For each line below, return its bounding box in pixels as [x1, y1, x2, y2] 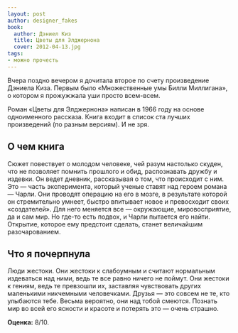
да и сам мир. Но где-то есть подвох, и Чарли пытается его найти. [7, 212, 211, 221]
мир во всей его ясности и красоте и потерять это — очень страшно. [7, 305, 219, 313]
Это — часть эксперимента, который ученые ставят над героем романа [7, 182, 227, 190]
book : [7, 23, 23, 31]
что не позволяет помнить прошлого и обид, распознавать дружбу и [7, 167, 218, 175]
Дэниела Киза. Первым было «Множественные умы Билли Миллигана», [7, 83, 228, 92]
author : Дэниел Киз [13, 30, 72, 38]
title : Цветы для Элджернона [13, 37, 100, 44]
